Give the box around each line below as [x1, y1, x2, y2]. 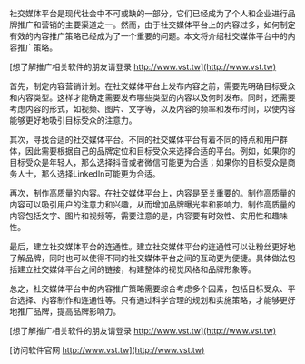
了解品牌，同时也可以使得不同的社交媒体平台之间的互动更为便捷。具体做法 [9, 253, 288, 263]
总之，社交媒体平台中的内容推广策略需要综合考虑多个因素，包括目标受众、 [9, 283, 288, 294]
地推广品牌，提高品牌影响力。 [9, 306, 121, 317]
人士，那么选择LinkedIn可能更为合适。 [16, 168, 161, 179]
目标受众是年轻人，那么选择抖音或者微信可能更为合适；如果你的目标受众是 [9, 157, 288, 167]
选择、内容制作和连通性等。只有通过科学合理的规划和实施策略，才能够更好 [16, 295, 296, 305]
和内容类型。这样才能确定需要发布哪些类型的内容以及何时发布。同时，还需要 [9, 92, 296, 103]
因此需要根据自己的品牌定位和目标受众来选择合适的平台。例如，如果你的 [25, 146, 296, 157]
